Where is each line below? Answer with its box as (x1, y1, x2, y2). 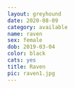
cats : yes (7, 57, 37, 64)
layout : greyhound (7, 10, 62, 18)
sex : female (7, 37, 42, 44)
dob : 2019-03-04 (7, 43, 55, 50)
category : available (7, 23, 69, 31)
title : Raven (7, 63, 46, 70)
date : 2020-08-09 (7, 17, 59, 24)
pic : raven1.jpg (7, 70, 55, 77)
